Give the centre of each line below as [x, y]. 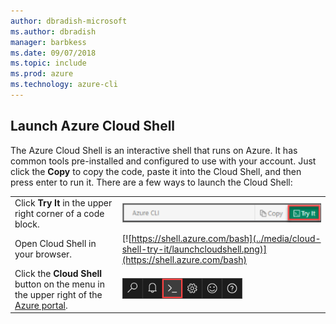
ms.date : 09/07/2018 [53, 53]
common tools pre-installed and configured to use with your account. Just [163, 161]
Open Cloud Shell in [55, 244]
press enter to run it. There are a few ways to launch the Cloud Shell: [151, 182]
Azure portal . [41, 305]
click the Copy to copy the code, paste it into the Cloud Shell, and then [156, 171]
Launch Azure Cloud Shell [93, 126]
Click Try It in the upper [63, 203]
